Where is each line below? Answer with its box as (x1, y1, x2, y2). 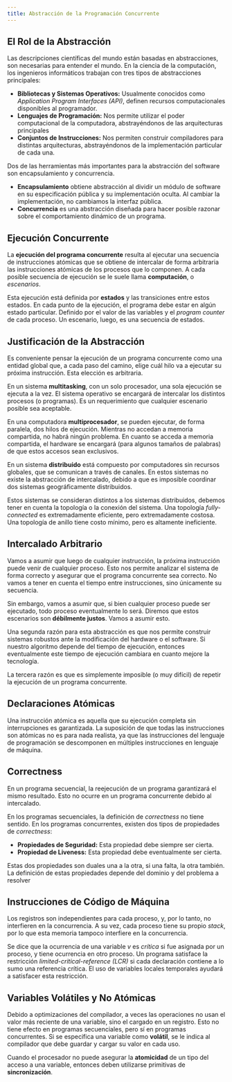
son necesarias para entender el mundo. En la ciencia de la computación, (7, 62, 217, 70)
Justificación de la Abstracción (7, 335, 145, 347)
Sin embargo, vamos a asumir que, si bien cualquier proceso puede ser (7, 599, 211, 607)
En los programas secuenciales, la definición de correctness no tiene (7, 812, 204, 821)
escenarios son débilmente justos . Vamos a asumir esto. (7, 614, 170, 622)
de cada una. (17, 148, 55, 157)
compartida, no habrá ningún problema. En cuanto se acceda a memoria (7, 432, 213, 441)
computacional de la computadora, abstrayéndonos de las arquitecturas (17, 119, 223, 127)
